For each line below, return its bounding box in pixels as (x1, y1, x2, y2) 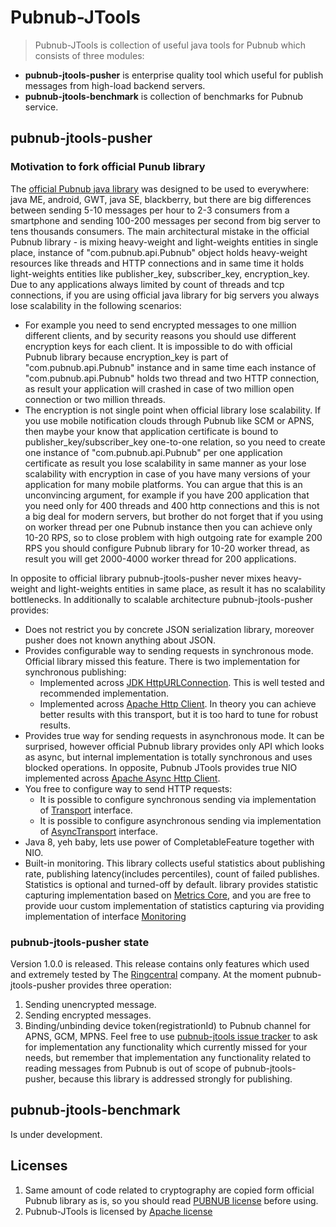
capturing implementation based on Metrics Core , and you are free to (24, 889, 312, 901)
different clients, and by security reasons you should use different (24, 329, 297, 341)
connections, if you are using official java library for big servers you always (10, 289, 320, 301)
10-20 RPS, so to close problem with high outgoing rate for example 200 (24, 531, 323, 543)
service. (24, 101, 59, 113)
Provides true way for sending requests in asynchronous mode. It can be (24, 729, 325, 741)
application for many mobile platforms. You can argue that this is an (24, 478, 303, 490)
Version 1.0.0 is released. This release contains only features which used (10, 957, 310, 970)
